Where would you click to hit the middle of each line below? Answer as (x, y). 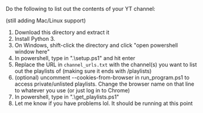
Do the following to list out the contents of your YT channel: (81, 9)
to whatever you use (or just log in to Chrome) (72, 90)
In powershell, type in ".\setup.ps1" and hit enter (75, 58)
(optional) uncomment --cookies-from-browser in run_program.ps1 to (102, 77)
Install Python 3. (35, 39)
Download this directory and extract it (62, 32)
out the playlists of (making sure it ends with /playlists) (83, 71)
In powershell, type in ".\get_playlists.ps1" (67, 97)
